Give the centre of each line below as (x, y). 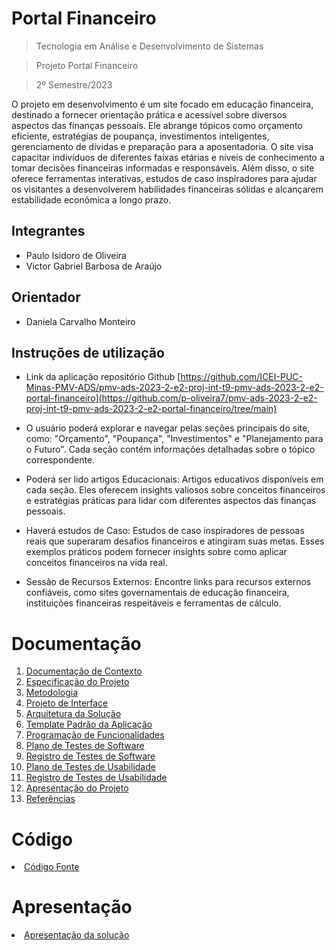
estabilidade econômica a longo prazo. (91, 199)
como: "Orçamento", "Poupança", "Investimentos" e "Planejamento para (174, 439)
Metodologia (52, 693)
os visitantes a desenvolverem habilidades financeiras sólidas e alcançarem (167, 189)
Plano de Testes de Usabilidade (90, 767)
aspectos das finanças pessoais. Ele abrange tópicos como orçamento (157, 125)
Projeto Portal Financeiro (87, 65)
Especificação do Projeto (77, 682)
